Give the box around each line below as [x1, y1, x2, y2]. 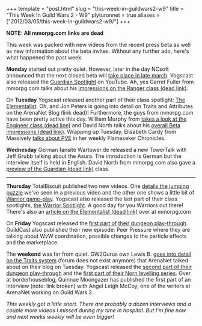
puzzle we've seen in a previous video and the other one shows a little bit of [6, 189, 195, 196]
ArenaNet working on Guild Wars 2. [6, 289, 94, 296]
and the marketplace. [6, 239, 59, 246]
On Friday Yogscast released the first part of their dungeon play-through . [6, 220, 188, 227]
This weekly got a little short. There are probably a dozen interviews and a [6, 300, 191, 307]
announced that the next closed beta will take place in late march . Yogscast [6, 72, 194, 79]
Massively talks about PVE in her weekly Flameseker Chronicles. [6, 134, 166, 142]
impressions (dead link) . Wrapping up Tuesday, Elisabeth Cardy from [6, 128, 176, 135]
